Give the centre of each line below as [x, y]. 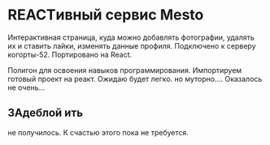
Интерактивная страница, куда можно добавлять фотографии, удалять [131, 37]
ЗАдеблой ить [45, 113]
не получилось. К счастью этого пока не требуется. [98, 132]
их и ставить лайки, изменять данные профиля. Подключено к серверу [132, 45]
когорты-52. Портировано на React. [70, 54]
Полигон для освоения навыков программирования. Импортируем [125, 70]
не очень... [26, 87]
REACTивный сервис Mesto [106, 15]
